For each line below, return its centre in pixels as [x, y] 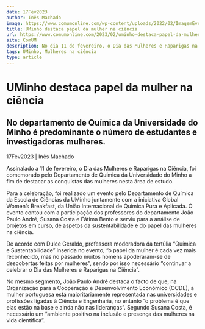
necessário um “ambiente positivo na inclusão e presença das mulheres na [101, 314]
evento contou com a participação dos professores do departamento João [100, 212]
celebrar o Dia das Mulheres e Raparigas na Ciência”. [73, 269]
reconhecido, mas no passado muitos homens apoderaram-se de [88, 256]
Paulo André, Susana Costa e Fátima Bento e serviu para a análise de [93, 219]
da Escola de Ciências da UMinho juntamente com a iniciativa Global [92, 199]
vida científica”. [26, 320]
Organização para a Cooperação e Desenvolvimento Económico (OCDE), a [100, 288]
